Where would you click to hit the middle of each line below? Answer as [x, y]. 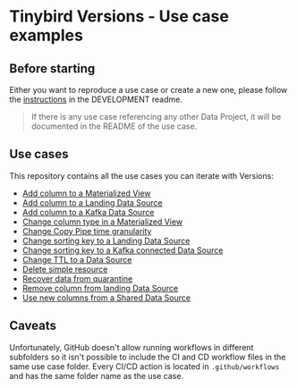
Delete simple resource [65, 269]
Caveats [33, 326]
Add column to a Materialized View [86, 193]
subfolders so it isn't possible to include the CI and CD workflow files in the [148, 357]
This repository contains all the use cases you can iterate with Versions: [142, 175]
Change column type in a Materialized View [102, 222]
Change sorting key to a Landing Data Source [106, 240]
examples [46, 35]
